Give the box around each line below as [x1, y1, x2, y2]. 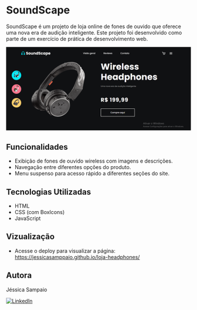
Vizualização [6, 232, 55, 242]
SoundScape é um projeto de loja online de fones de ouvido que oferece [6, 23, 182, 30]
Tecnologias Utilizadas [6, 187, 91, 197]
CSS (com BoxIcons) [14, 208, 65, 215]
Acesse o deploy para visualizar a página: [14, 247, 116, 254]
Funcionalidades [6, 142, 69, 152]
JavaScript [14, 215, 41, 222]
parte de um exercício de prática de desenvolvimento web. [6, 35, 148, 42]
